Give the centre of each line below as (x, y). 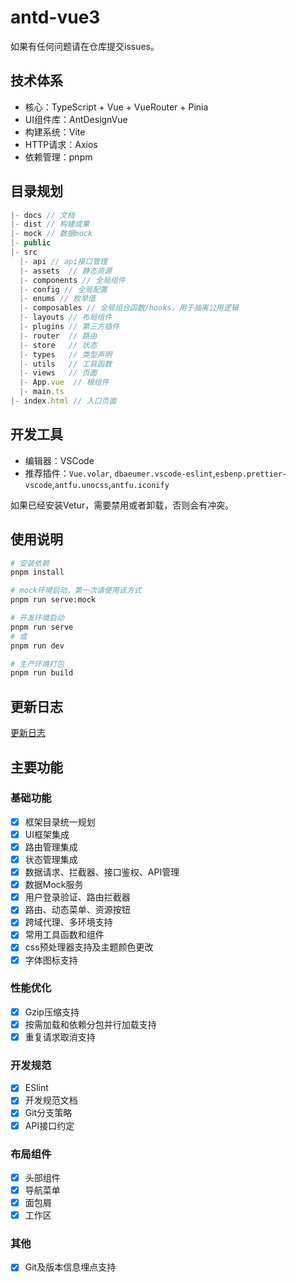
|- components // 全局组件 (72, 280)
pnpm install (37, 572)
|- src (24, 252)
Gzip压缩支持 (52, 1012)
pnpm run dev (37, 646)
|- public (31, 243)
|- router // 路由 (58, 336)
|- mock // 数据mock (51, 234)
